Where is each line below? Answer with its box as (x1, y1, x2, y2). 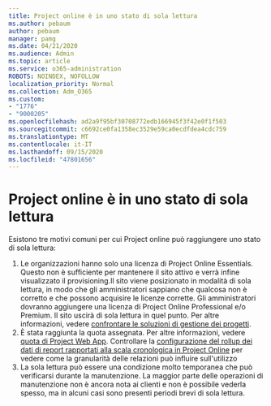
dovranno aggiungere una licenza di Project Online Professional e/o (19, 302, 246, 312)
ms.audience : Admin (8, 50, 75, 58)
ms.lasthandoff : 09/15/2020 (8, 148, 104, 156)
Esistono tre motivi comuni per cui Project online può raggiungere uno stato (8, 235, 261, 244)
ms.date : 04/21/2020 (8, 42, 79, 50)
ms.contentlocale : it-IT (8, 140, 92, 149)
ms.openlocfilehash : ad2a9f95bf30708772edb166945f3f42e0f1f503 (8, 118, 227, 126)
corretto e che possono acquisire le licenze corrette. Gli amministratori (19, 293, 256, 303)
